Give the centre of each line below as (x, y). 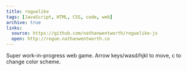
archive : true (24, 22)
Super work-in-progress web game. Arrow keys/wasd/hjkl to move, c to (94, 55)
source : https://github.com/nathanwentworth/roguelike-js (85, 33)
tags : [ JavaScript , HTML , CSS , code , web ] (59, 17)
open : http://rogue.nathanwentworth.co (61, 39)
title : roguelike (28, 11)
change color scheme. (34, 62)
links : (14, 28)
